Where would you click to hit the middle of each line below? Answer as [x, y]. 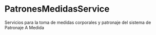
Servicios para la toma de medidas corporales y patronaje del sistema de [78, 22]
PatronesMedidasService [57, 9]
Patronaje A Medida [24, 27]
